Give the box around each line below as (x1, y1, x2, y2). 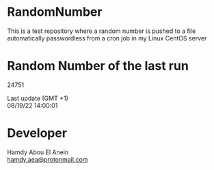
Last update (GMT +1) (7, 94, 68, 102)
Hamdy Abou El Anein (7, 148, 69, 156)
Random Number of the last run (7, 58, 189, 74)
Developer (7, 125, 67, 141)
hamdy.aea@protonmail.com (7, 155, 88, 163)
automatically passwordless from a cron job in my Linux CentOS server (7, 34, 207, 42)
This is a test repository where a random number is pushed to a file (7, 27, 196, 35)
